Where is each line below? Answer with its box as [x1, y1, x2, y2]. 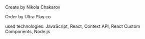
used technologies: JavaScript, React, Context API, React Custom [5, 23, 140, 29]
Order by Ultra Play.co [5, 14, 51, 19]
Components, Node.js [5, 29, 50, 34]
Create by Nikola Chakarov [5, 4, 60, 10]
